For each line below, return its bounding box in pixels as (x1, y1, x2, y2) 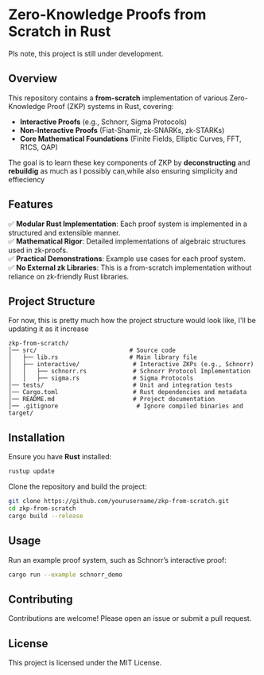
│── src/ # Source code (8, 346, 177, 355)
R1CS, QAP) (19, 142, 58, 152)
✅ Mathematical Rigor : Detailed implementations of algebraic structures (8, 236, 247, 246)
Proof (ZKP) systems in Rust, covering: (47, 101, 174, 111)
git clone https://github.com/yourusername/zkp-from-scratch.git (8, 497, 229, 505)
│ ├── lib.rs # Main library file (8, 353, 197, 361)
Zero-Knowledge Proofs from (8, 6, 207, 24)
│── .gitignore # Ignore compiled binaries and (8, 402, 244, 411)
